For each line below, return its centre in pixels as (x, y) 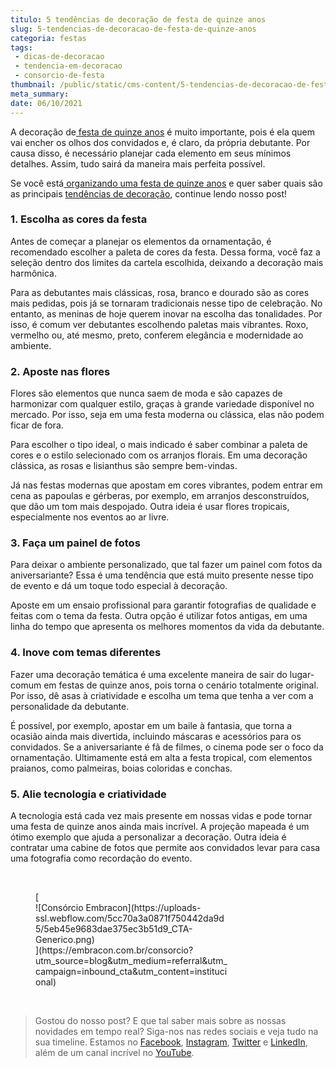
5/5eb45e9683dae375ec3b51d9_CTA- (114, 928)
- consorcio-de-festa (59, 76)
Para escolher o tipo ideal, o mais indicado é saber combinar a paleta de (159, 445)
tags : (21, 47)
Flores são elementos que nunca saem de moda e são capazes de (146, 393)
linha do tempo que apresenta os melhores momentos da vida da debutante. (167, 627)
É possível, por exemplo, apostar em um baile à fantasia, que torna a (151, 725)
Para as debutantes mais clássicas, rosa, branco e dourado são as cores (160, 292)
